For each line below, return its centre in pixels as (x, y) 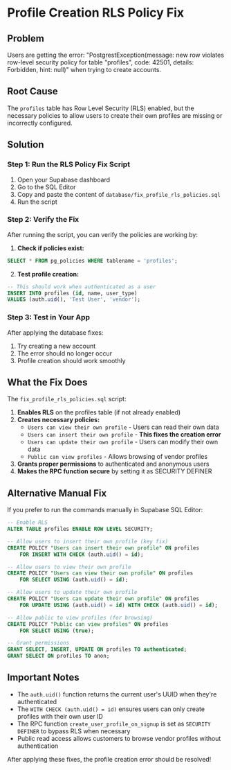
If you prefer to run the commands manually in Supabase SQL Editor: (105, 510)
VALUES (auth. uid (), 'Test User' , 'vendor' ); (74, 299)
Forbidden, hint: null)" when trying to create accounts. (84, 70)
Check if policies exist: (50, 248)
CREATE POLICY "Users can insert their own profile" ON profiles (103, 548)
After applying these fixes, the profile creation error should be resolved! (109, 759)
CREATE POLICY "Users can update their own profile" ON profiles (103, 599)
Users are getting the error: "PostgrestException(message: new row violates (116, 55)
